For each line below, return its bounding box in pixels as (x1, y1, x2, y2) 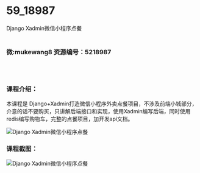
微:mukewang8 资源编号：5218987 (6, 48, 112, 56)
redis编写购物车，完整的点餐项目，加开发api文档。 (6, 115, 134, 122)
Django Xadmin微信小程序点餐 (6, 24, 82, 32)
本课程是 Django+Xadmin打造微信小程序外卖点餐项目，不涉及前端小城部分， (6, 100, 198, 107)
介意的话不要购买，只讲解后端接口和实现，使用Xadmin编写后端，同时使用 (6, 107, 191, 115)
